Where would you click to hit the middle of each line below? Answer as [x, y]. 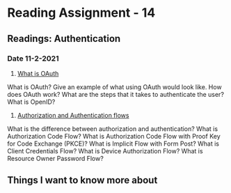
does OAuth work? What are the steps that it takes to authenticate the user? [116, 94]
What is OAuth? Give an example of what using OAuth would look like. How [114, 87]
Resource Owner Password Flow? [56, 158]
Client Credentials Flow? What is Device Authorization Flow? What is [105, 150]
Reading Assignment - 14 [81, 13]
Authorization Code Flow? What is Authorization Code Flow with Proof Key [114, 136]
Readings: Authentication [64, 39]
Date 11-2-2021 [33, 59]
